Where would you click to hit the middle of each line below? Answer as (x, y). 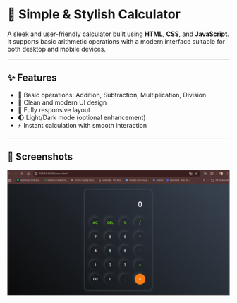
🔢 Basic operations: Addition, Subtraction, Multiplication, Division (112, 95)
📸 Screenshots (40, 157)
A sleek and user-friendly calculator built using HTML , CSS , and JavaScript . (118, 34)
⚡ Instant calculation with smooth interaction (82, 125)
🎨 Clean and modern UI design (62, 102)
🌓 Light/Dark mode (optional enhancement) (81, 117)
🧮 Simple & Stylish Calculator (94, 14)
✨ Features (32, 78)
